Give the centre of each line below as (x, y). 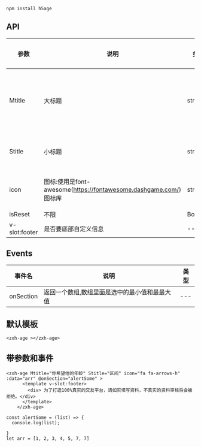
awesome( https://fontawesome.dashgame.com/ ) (112, 189)
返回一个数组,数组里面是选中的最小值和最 (101, 292)
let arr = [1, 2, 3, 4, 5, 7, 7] (48, 439)
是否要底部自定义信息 (74, 229)
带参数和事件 (30, 358)
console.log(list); (36, 423)
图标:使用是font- (67, 182)
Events (19, 254)
